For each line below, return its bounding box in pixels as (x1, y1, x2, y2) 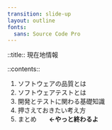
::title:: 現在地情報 (7, 50, 59, 59)
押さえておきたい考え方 (17, 106, 86, 114)
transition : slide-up (7, 10, 72, 18)
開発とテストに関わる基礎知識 (17, 97, 105, 106)
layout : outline (7, 17, 55, 24)
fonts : (7, 23, 27, 31)
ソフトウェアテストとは (17, 88, 86, 97)
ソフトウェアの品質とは (17, 80, 86, 88)
